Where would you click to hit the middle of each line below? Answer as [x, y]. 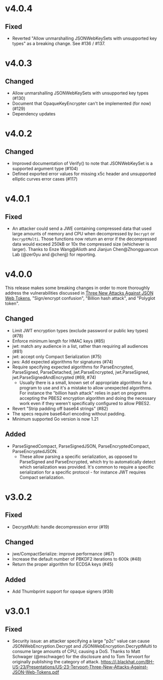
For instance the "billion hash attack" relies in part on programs [83, 393]
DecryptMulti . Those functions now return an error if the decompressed [84, 239]
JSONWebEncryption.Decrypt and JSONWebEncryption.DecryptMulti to [84, 646]
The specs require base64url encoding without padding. [69, 413]
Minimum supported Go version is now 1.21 [55, 419]
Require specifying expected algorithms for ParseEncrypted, [73, 367]
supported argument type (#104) [45, 169]
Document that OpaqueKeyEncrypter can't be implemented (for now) [81, 103]
